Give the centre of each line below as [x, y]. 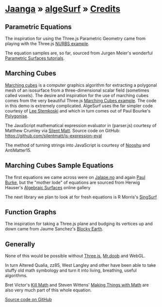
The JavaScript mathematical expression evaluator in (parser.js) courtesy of [81, 125]
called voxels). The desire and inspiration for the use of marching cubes [77, 95]
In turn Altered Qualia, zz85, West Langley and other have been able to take [81, 265]
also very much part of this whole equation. [49, 290]
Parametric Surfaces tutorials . [35, 58]
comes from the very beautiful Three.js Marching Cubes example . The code [81, 100]
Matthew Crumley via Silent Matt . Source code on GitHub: [63, 130]
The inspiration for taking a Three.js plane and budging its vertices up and [79, 224]
